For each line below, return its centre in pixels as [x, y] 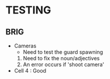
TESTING [28, 10]
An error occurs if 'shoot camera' [64, 64]
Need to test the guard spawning [63, 52]
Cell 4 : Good [30, 71]
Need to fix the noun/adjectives [61, 58]
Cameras [25, 46]
